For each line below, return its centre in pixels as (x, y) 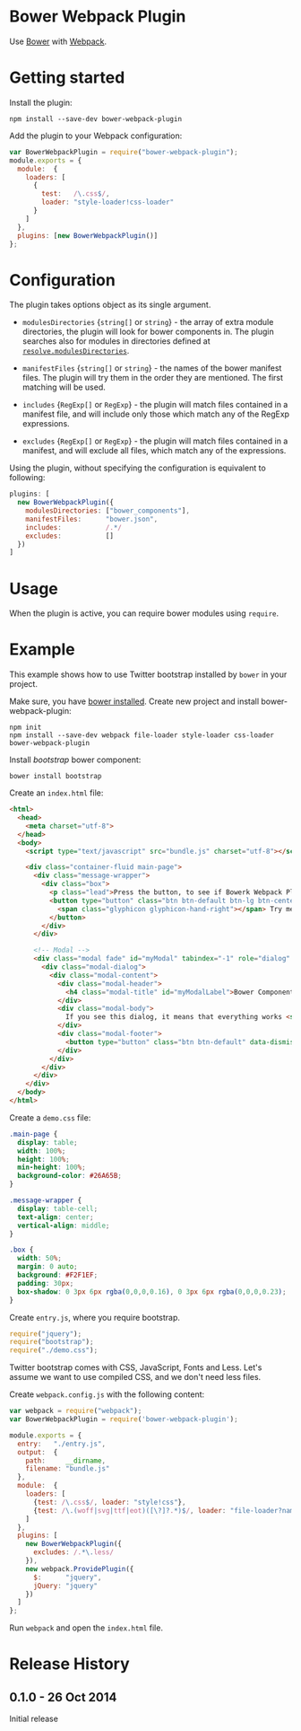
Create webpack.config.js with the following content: (107, 1394)
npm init (26, 728)
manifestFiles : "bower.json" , (92, 519)
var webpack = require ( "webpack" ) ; (76, 1411)
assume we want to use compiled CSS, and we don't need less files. (135, 1377)
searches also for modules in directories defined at (116, 341)
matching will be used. (64, 387)
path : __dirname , (65, 1461)
